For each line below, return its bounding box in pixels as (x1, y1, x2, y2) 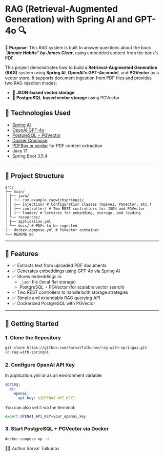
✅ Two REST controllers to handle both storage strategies (12, 289, 128, 295)
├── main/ (5, 189, 25, 194)
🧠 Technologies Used (5, 109, 71, 117)
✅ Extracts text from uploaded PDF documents (12, 262, 106, 268)
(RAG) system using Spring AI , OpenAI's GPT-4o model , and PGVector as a (5, 69, 159, 75)
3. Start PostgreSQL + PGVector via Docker (5, 425, 109, 432)
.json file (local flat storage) (19, 279, 76, 285)
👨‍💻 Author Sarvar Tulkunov (5, 445, 60, 451)
